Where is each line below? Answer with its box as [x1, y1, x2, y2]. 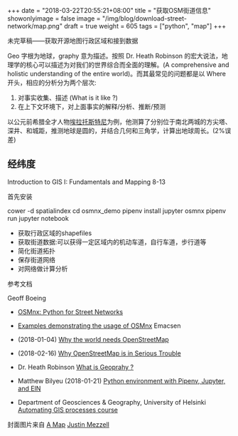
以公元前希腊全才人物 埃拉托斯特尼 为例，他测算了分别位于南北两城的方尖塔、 [7, 118, 232, 126]
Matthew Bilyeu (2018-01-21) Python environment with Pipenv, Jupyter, [17, 376, 226, 385]
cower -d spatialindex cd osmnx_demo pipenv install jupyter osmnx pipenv [7, 206, 226, 215]
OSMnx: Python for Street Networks [17, 307, 123, 316]
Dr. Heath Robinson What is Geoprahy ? [17, 363, 134, 371]
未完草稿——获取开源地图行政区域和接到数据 [7, 36, 139, 45]
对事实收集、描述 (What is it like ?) [17, 93, 119, 102]
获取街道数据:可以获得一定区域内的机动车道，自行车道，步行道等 [17, 237, 207, 246]
